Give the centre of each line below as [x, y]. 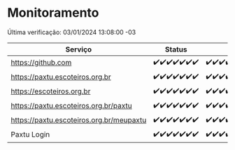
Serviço [79, 49]
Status [176, 49]
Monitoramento [53, 13]
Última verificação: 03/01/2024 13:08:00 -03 [72, 32]
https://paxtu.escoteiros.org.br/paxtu [72, 106]
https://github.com [41, 63]
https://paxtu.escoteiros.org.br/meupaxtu [79, 120]
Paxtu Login [30, 135]
